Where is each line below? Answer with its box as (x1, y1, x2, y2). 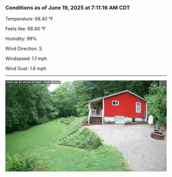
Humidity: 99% (5, 35, 37, 42)
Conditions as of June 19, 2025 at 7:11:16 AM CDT (5, 4, 131, 11)
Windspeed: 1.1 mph (5, 55, 48, 62)
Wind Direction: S (5, 46, 42, 52)
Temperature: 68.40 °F (5, 16, 54, 22)
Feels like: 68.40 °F (5, 26, 46, 32)
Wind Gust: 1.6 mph (5, 66, 47, 72)
